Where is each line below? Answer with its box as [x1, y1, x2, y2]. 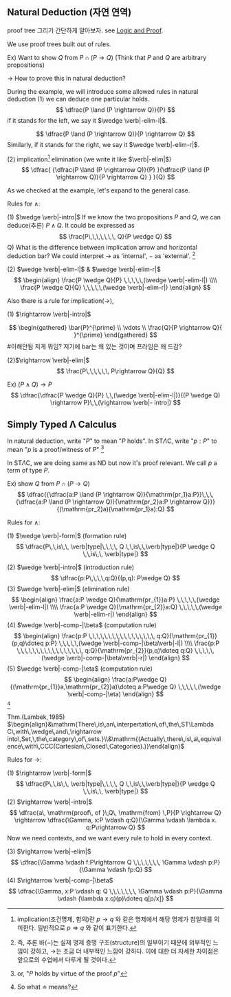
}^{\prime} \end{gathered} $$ [73, 330, 158, 339]
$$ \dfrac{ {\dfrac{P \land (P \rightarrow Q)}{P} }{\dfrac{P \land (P [21, 166, 210, 174]
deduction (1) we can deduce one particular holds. [7, 95, 150, 103]
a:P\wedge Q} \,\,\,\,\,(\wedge [137, 682, 221, 691]
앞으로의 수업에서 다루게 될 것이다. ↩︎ [16, 955, 116, 964]
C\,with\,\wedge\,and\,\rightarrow [7, 727, 102, 736]
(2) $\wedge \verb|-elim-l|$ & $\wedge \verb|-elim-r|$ [7, 265, 161, 274]
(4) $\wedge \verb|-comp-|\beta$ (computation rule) [7, 620, 157, 629]
